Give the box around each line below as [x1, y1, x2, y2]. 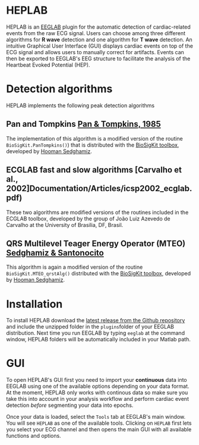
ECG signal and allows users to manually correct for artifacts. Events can [6, 48, 184, 55]
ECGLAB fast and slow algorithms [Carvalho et [6, 165, 182, 175]
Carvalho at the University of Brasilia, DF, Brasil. [6, 221, 124, 228]
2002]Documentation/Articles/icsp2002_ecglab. [6, 183, 192, 194]
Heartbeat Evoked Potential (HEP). [6, 61, 90, 69]
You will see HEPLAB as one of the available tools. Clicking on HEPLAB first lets [6, 419, 192, 427]
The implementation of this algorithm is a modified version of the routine [6, 135, 183, 142]
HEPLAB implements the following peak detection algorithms [6, 102, 155, 109]
